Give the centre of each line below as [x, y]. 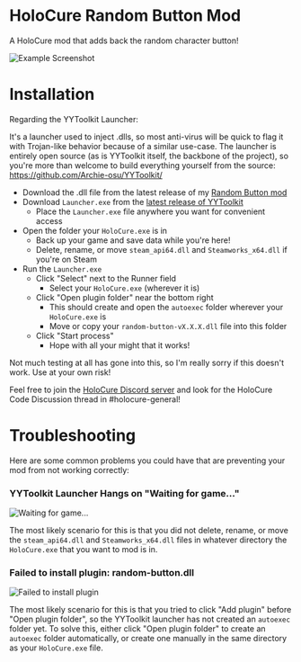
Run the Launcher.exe [62, 268]
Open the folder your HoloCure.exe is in [95, 230]
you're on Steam [66, 259]
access [49, 220]
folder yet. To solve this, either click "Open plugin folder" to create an [138, 629]
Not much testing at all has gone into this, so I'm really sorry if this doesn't [147, 362]
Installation [52, 94]
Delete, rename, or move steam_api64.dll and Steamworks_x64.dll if [161, 249]
